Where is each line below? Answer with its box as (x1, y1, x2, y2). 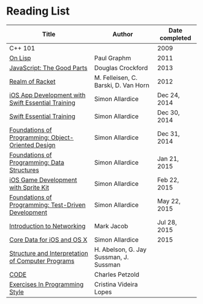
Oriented (9, 140, 34, 149)
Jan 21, (156, 154, 179, 163)
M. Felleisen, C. (94, 73, 138, 82)
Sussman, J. (94, 253, 129, 261)
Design (35, 140, 56, 149)
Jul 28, (156, 218, 177, 226)
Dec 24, (156, 91, 180, 99)
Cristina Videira (94, 280, 138, 288)
